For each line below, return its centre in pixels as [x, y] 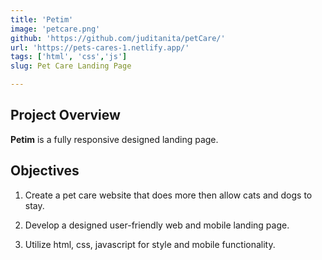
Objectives [45, 171]
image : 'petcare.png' [55, 29]
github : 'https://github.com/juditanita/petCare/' [118, 38]
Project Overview [65, 115]
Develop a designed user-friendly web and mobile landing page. [157, 225]
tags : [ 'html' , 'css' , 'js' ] [69, 57]
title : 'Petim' [42, 19]
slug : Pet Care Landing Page [71, 66]
